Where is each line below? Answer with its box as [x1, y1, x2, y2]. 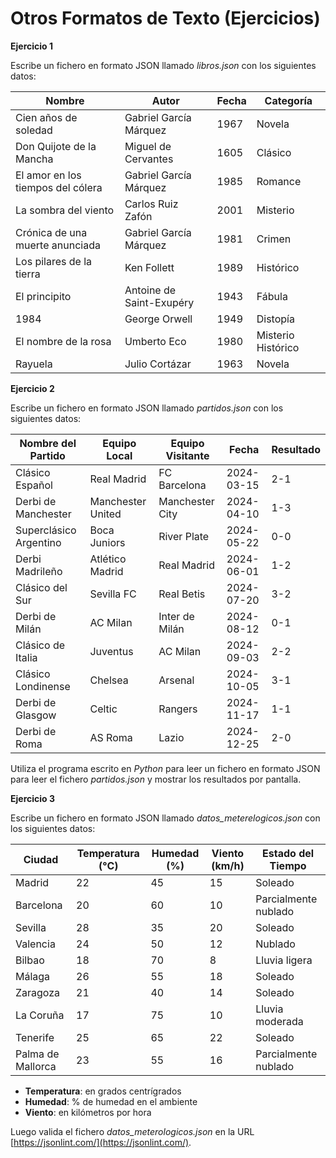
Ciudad [23, 852, 59, 866]
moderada [255, 1014, 304, 1028]
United [89, 507, 122, 521]
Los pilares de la [15, 254, 93, 268]
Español [15, 478, 53, 492]
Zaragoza [15, 985, 61, 999]
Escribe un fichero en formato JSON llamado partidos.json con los [10, 402, 284, 414]
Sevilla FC [89, 587, 137, 601]
